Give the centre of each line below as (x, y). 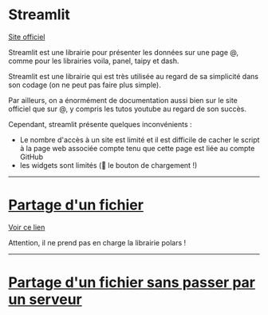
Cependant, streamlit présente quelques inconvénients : (100, 124)
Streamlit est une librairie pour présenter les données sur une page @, (124, 52)
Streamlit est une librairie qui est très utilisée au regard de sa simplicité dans (134, 76)
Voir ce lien (27, 227)
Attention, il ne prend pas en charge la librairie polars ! (97, 242)
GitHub (32, 157)
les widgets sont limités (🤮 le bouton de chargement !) (108, 165)
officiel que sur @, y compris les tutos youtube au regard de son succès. (128, 109)
